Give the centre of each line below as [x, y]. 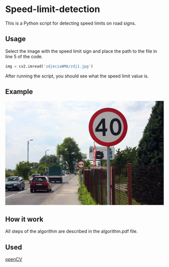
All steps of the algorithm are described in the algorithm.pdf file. [72, 231]
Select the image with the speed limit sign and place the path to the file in [81, 51]
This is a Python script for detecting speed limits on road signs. [71, 23]
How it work [24, 219]
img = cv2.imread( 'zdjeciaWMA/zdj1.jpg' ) [49, 66]
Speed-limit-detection [53, 9]
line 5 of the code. [24, 56]
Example [19, 92]
